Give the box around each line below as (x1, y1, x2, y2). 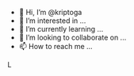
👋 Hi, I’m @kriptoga (18, 8, 82, 17)
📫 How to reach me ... (18, 42, 93, 51)
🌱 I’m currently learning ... (18, 25, 104, 33)
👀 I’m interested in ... (18, 16, 86, 25)
